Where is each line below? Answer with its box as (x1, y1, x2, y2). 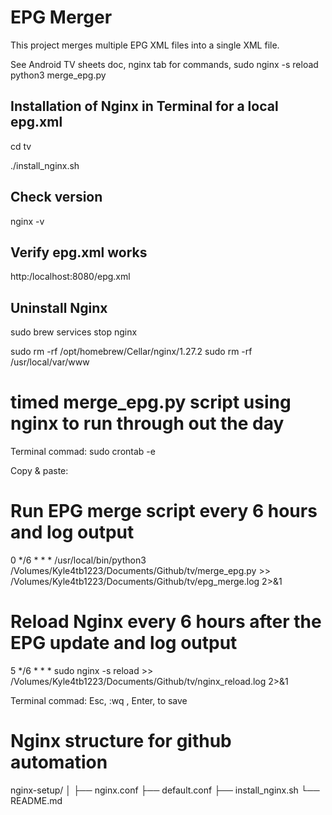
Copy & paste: (10, 465, 69, 477)
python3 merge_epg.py (10, 69, 107, 81)
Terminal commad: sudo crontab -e (10, 446, 156, 458)
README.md (10, 794, 63, 806)
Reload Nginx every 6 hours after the (10, 611, 322, 633)
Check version (10, 189, 103, 206)
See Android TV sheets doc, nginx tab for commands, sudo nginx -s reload (10, 58, 319, 70)
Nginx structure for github (10, 730, 232, 753)
